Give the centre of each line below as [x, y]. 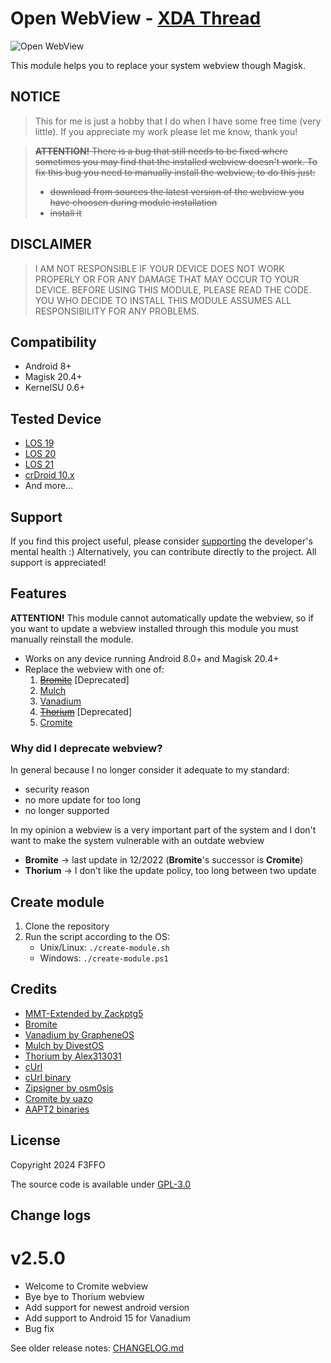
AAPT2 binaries [57, 1109]
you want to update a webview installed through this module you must [154, 628]
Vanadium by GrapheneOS [79, 1034]
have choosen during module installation [133, 202]
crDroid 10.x [49, 475]
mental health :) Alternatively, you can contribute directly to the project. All [163, 551]
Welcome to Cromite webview [86, 1286]
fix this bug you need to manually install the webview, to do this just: [175, 172]
